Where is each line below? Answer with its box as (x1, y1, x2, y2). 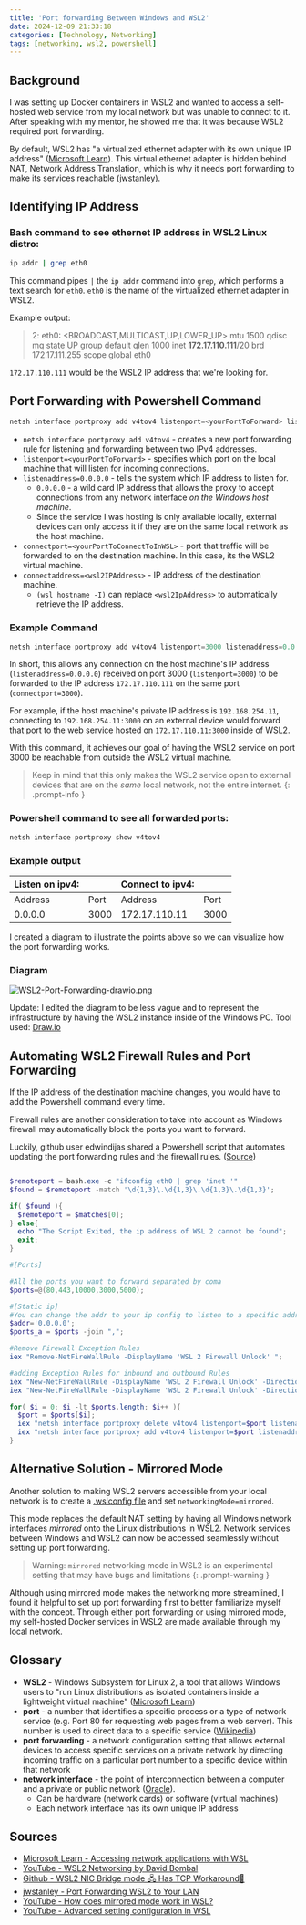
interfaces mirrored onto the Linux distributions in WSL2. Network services (9, 1523, 291, 1534)
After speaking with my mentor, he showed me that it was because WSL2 (9, 116, 284, 128)
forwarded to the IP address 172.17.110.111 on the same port (9, 678, 240, 689)
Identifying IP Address (9, 199, 139, 214)
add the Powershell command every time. (9, 1097, 166, 1108)
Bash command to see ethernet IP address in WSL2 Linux (9, 226, 267, 239)
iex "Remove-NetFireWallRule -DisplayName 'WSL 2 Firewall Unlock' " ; (9, 1352, 283, 1362)
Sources (9, 1828, 58, 1844)
